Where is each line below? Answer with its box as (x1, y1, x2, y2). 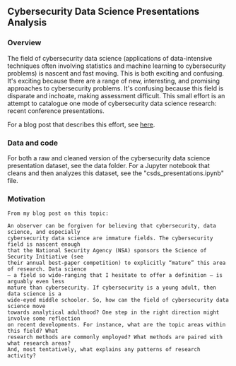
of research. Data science (7, 266, 87, 273)
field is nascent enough (7, 241, 81, 248)
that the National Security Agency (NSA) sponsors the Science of (7, 247, 207, 254)
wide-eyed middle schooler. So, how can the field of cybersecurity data (7, 297, 230, 304)
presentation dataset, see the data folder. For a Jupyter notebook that (7, 161, 210, 170)
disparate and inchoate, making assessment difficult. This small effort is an (7, 91, 225, 100)
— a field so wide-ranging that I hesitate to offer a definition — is (7, 272, 223, 279)
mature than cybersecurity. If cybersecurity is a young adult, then (7, 284, 217, 292)
